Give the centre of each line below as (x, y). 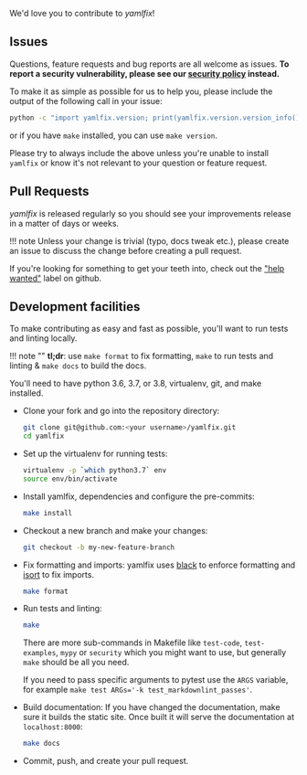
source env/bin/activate (70, 479)
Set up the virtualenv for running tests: (95, 454)
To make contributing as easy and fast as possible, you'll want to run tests (149, 329)
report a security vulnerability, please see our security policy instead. (145, 73)
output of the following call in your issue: (86, 101)
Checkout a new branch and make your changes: (115, 530)
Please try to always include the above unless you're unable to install (139, 153)
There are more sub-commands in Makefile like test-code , (132, 642)
